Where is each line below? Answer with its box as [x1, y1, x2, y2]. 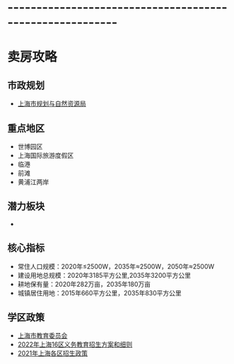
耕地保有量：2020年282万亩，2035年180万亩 [17, 280, 151, 288]
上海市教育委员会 [17, 331, 68, 340]
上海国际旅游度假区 [17, 152, 74, 159]
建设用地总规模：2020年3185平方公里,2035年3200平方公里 [17, 271, 192, 279]
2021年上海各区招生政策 [17, 349, 88, 358]
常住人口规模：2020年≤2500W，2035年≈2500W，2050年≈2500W [17, 262, 215, 271]
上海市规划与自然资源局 [17, 99, 86, 108]
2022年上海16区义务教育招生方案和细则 [17, 340, 133, 349]
